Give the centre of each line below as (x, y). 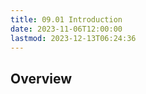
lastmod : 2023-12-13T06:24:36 (73, 38)
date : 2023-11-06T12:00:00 (66, 29)
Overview (41, 78)
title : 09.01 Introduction (66, 19)
